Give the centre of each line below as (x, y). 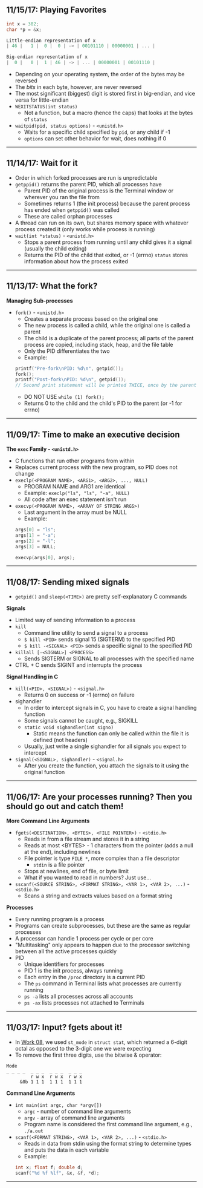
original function (44, 772)
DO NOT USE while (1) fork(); (64, 397)
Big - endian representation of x (47, 57)
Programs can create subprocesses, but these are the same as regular (103, 926)
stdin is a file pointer (59, 865)
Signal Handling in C (32, 677)
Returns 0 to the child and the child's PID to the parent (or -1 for (103, 403)
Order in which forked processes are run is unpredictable (86, 177)
